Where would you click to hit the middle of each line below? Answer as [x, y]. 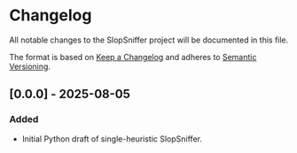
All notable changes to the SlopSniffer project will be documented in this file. [149, 40]
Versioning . [30, 66]
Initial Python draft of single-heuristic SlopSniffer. [112, 139]
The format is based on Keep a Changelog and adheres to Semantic [133, 57]
